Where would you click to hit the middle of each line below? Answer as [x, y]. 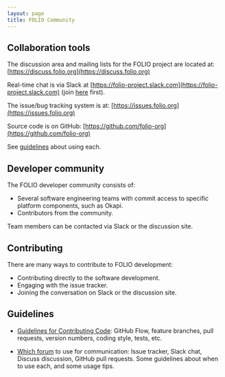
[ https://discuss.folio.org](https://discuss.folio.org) [79, 72]
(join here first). [83, 92]
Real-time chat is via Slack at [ [50, 85]
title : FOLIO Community [41, 20]
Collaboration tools [49, 48]
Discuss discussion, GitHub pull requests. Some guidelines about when [117, 358]
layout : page [26, 13]
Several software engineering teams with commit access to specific [113, 198]
